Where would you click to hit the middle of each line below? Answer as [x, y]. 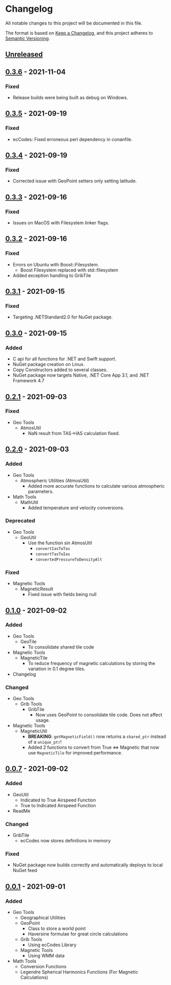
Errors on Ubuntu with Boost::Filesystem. [56, 264]
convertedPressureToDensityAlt [69, 559]
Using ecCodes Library [52, 945]
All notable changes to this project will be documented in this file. [74, 23]
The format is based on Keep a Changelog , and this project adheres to [79, 33]
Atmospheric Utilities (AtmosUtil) [55, 480]
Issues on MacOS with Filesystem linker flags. [61, 223]
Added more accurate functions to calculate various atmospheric [96, 486]
